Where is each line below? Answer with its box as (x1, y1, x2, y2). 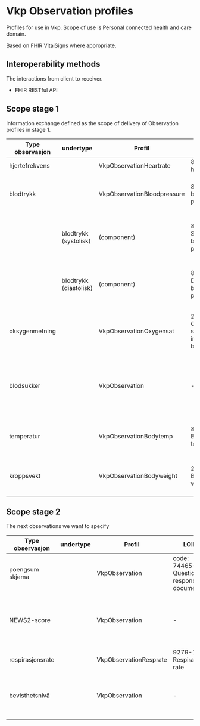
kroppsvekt (9, 471, 41, 480)
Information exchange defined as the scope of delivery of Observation (6, 119, 179, 126)
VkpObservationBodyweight (98, 471, 177, 480)
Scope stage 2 (6, 506, 61, 517)
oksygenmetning (9, 327, 57, 335)
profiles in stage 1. (6, 126, 51, 133)
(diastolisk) (61, 283, 93, 292)
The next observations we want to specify (6, 523, 110, 530)
